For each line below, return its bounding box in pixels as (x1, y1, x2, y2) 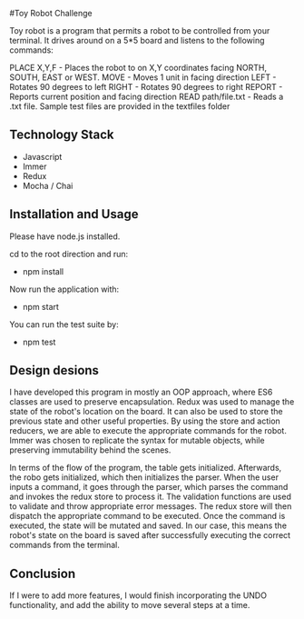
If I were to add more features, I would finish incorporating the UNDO (9, 590, 268, 601)
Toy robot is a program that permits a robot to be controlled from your (9, 25, 270, 35)
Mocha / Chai (22, 180, 74, 191)
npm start (22, 301, 59, 312)
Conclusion (9, 565, 76, 581)
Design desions (9, 363, 100, 378)
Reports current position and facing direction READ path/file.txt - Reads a (9, 91, 284, 102)
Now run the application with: (9, 284, 120, 295)
